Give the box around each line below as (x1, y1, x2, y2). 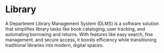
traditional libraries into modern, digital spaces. (5, 42, 104, 48)
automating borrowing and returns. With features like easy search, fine (5, 31, 153, 37)
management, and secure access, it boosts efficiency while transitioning (5, 37, 157, 43)
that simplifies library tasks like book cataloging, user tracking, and (5, 25, 146, 32)
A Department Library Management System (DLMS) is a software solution (5, 20, 159, 26)
